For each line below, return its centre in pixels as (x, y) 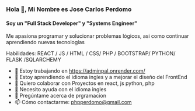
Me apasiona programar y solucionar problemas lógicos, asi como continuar (97, 36)
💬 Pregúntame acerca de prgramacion (60, 96)
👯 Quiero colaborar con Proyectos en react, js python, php (84, 83)
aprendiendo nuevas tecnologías (45, 42)
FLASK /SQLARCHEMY (34, 60)
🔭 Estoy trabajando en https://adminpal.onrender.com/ (80, 71)
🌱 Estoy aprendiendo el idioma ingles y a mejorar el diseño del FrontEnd (101, 77)
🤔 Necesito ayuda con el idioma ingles (60, 89)
